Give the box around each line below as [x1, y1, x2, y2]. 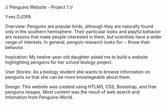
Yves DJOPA [5, 14, 31, 19]
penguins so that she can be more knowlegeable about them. [5, 74, 131, 80]
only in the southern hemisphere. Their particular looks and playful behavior [5, 29, 161, 34]
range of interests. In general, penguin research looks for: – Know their [5, 39, 151, 45]
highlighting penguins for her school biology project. [5, 59, 113, 65]
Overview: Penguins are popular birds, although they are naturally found [5, 23, 154, 29]
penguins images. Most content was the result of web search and [5, 89, 140, 95]
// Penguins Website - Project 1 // [5, 4, 73, 10]
